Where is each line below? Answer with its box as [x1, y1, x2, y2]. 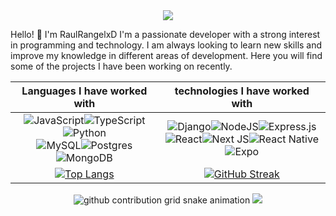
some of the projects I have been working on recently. [10, 60, 233, 72]
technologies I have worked [174, 84, 310, 98]
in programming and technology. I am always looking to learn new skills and [10, 39, 323, 51]
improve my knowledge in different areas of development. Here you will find [10, 50, 323, 61]
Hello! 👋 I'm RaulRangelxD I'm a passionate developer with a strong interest [10, 29, 321, 40]
